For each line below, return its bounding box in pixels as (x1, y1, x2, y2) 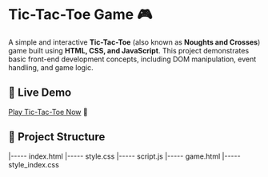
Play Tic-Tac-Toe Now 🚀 (8, 107, 88, 116)
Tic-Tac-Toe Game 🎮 (8, 6, 153, 24)
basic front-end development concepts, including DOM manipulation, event (8, 54, 257, 64)
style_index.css (8, 159, 60, 169)
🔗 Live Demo (8, 86, 72, 100)
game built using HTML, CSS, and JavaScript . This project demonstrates (8, 45, 250, 55)
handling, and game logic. (8, 62, 94, 72)
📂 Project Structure (8, 130, 106, 144)
